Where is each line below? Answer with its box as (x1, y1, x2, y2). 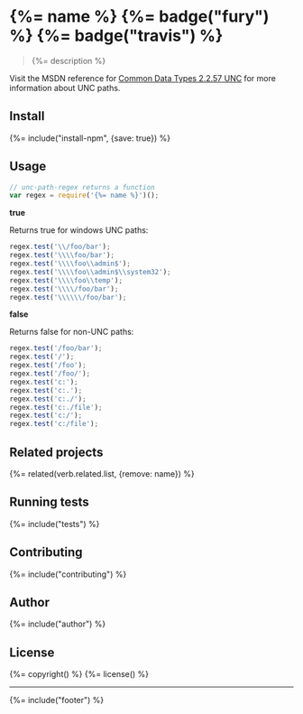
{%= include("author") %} (9, 618, 106, 629)
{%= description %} (31, 55, 106, 66)
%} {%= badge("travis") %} (9, 25, 224, 46)
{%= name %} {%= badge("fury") (9, 6, 270, 27)
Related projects (9, 444, 104, 459)
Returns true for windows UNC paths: (9, 225, 149, 236)
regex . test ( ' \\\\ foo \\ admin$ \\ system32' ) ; (9, 267, 171, 276)
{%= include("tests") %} (9, 518, 100, 529)
